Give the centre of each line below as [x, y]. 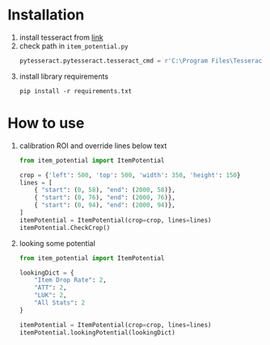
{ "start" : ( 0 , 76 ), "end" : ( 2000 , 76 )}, [105, 198]
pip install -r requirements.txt [76, 91]
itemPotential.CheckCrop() [65, 228]
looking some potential [57, 243]
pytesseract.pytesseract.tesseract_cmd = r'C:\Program [114, 61]
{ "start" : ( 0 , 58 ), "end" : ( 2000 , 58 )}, [105, 190]
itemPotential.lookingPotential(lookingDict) [97, 332]
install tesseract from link [61, 37]
